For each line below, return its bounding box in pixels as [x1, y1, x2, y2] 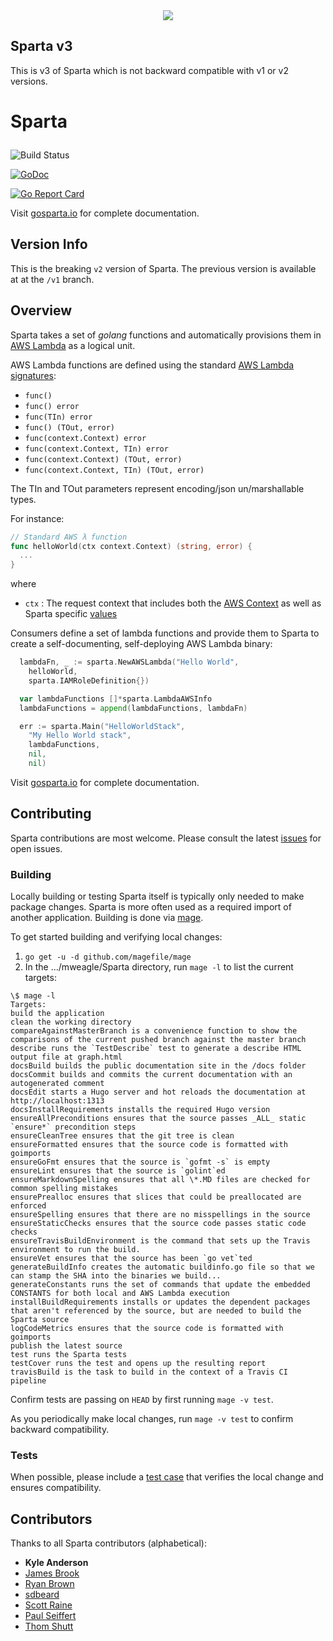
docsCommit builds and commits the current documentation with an [10, 1069, 293, 1079]
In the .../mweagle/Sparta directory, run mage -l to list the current [24, 960, 294, 973]
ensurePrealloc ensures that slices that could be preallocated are [10, 1192, 302, 1202]
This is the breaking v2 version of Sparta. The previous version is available [10, 262, 317, 274]
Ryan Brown [24, 1578, 75, 1590]
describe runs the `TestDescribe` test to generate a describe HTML [10, 1043, 302, 1053]
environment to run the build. [10, 1244, 141, 1254]
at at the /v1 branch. [10, 273, 95, 285]
